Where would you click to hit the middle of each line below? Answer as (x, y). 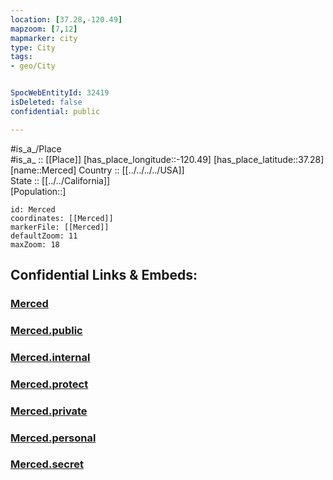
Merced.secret (47, 464)
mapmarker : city (44, 38)
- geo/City (33, 66)
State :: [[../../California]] (60, 180)
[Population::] (38, 191)
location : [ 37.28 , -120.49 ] (66, 19)
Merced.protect (49, 384)
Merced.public (46, 330)
